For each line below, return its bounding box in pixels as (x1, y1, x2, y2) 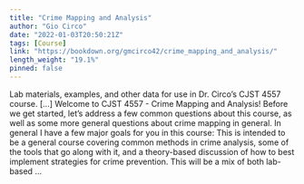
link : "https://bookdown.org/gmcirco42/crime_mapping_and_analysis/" (9, 47, 279, 56)
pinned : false (9, 64, 64, 73)
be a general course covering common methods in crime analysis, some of (9, 137, 289, 148)
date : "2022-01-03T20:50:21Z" (9, 30, 124, 39)
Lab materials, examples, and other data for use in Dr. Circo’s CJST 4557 (9, 88, 281, 100)
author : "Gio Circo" (9, 22, 88, 31)
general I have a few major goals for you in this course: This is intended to (9, 127, 286, 138)
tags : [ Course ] (9, 38, 67, 48)
